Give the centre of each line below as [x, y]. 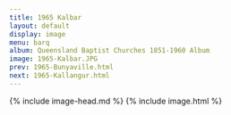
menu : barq [30, 42]
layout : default [39, 26]
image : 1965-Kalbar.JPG [54, 59]
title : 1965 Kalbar [46, 17]
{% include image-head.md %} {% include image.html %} [115, 101]
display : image [38, 34]
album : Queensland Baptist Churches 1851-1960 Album [110, 51]
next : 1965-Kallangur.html [60, 76]
